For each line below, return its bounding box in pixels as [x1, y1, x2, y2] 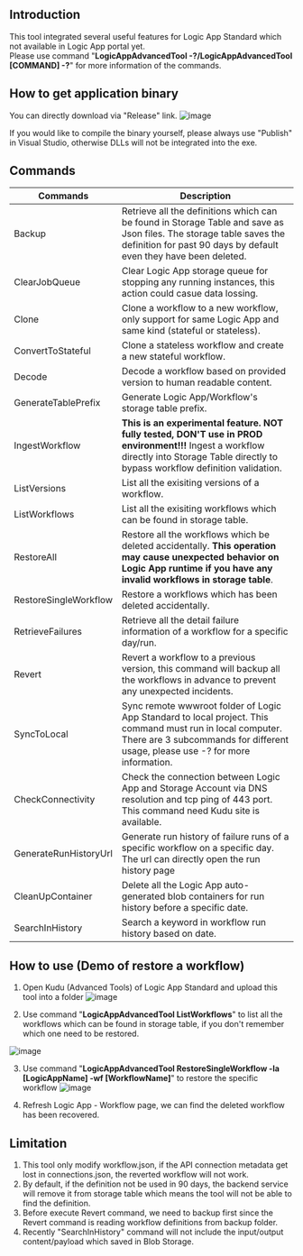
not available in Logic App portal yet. [9, 41, 146, 51]
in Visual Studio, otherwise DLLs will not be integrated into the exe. [9, 137, 258, 148]
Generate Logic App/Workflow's [121, 391, 259, 404]
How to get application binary [9, 86, 179, 102]
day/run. [121, 637, 157, 649]
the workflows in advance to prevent [121, 674, 277, 686]
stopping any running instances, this [121, 276, 275, 289]
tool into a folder [22, 992, 84, 1003]
